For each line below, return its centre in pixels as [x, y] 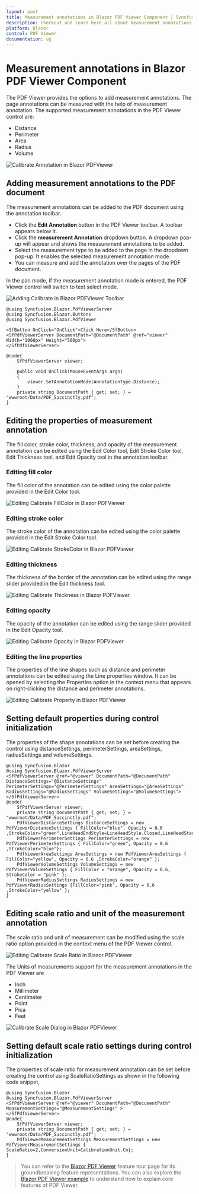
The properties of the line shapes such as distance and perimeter [86, 670]
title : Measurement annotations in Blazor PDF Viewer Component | [90, 17]
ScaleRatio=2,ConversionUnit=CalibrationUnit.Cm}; [70, 1150]
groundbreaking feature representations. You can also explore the [101, 1173]
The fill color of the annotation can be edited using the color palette [89, 485]
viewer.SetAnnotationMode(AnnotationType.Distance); [94, 382]
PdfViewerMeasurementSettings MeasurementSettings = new [89, 1140]
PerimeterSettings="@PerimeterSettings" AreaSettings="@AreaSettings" [95, 786]
